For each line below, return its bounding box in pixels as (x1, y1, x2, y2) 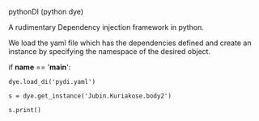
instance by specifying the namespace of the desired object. (8, 47, 211, 56)
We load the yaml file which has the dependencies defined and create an (8, 38, 252, 48)
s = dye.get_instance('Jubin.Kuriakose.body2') (8, 92, 172, 100)
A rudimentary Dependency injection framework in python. (8, 23, 204, 31)
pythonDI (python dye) (8, 7, 83, 16)
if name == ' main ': (8, 62, 71, 72)
